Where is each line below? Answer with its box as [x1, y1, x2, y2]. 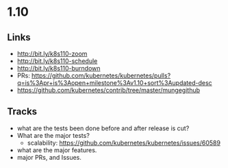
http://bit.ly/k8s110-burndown [16, 64, 101, 72]
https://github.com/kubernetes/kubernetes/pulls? [31, 71, 171, 80]
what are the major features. [16, 145, 97, 154]
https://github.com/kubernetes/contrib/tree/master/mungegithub [16, 86, 201, 94]
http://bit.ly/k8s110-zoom [16, 49, 88, 58]
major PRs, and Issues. [16, 153, 82, 161]
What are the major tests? [16, 131, 90, 139]
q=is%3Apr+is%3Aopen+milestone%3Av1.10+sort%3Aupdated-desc [16, 79, 212, 86]
